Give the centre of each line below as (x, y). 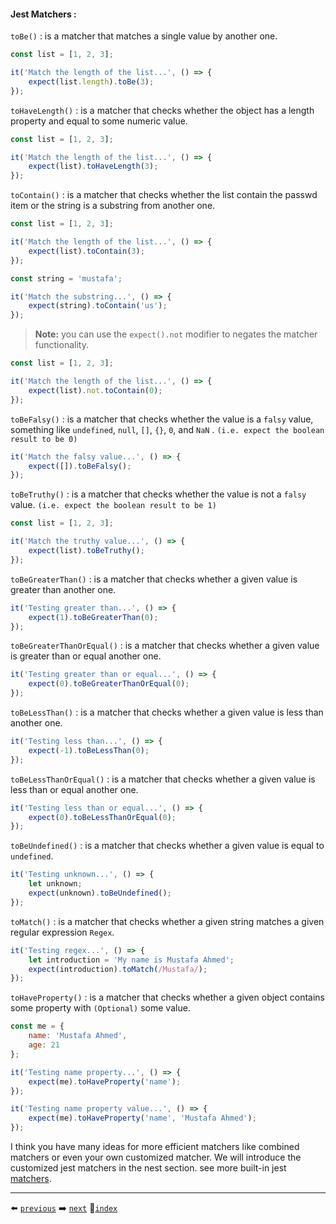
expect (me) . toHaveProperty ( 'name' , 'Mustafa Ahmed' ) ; (142, 1118)
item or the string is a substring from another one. (113, 206)
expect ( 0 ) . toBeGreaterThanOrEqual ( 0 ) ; (109, 684)
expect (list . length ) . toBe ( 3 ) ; (91, 81)
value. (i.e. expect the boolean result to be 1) (113, 505)
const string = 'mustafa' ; (66, 278)
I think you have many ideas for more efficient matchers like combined (155, 1147)
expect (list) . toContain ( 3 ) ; (86, 251)
